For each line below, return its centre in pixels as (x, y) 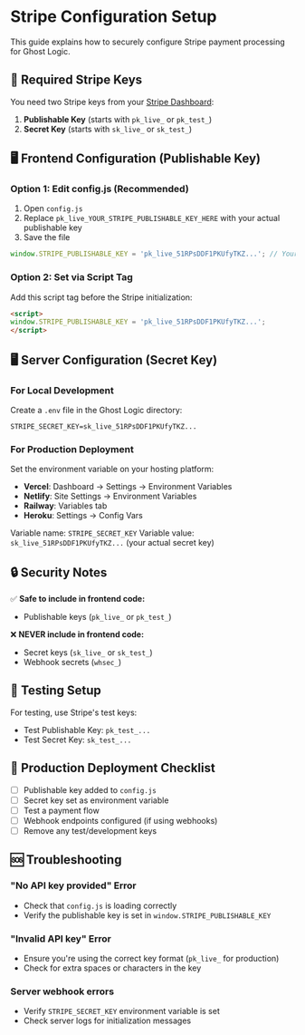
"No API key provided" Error (73, 885)
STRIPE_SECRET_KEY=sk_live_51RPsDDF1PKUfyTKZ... (104, 426)
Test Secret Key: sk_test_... (77, 740)
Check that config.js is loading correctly (100, 905)
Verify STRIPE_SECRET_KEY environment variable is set (121, 1011)
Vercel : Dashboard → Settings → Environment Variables (128, 487)
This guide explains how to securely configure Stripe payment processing (148, 42)
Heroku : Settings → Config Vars (83, 516)
